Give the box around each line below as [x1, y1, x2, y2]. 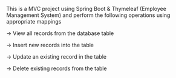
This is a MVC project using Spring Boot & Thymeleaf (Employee [6, 5, 166, 12]
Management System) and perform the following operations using [6, 11, 171, 19]
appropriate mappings [6, 18, 62, 25]
